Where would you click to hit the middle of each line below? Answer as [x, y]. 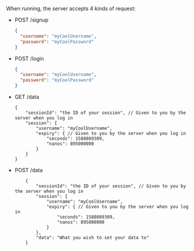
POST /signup [31, 20]
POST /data [29, 170]
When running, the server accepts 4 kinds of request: [71, 9]
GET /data [27, 97]
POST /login [29, 58]
